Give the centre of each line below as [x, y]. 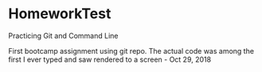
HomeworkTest [60, 14]
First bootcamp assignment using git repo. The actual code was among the [131, 51]
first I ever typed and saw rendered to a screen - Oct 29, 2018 [110, 59]
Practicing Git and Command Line [63, 36]
